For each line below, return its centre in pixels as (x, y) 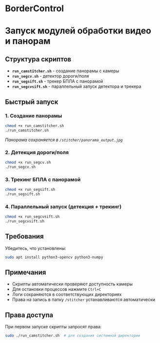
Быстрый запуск (32, 102)
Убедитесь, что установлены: (36, 248)
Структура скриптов (38, 59)
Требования (24, 236)
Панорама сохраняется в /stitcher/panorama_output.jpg (64, 140)
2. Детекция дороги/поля (37, 152)
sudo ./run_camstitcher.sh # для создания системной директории (72, 336)
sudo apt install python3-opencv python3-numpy (54, 257)
